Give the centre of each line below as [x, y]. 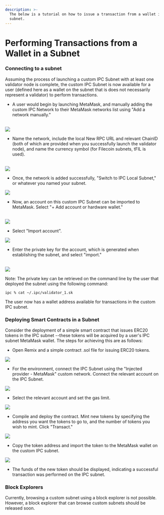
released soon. [20, 508]
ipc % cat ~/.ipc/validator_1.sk [39, 292]
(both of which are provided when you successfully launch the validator [84, 144]
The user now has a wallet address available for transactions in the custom [80, 302]
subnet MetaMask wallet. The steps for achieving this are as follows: [74, 341]
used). [19, 154]
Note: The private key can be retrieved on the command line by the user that [82, 278]
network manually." [31, 114]
